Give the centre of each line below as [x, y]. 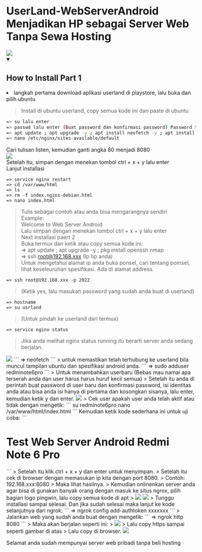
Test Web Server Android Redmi [88, 442]
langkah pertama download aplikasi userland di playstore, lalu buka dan [103, 93]
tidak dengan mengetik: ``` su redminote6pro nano [68, 405]
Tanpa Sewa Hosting [59, 37]
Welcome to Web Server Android [62, 225]
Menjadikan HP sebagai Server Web [98, 24]
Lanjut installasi [26, 169]
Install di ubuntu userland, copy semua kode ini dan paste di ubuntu [105, 111]
